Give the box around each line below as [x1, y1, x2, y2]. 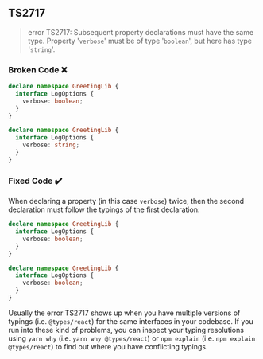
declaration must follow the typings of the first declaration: [8, 205, 200, 214]
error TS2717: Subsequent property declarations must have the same [27, 27, 254, 37]
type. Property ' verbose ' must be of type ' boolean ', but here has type [27, 36, 253, 45]
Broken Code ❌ [8, 64, 68, 75]
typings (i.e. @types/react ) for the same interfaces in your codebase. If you [8, 316, 253, 326]
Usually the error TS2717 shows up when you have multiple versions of [8, 308, 241, 318]
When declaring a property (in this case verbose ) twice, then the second [8, 197, 245, 206]
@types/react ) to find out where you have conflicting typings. [8, 341, 208, 351]
